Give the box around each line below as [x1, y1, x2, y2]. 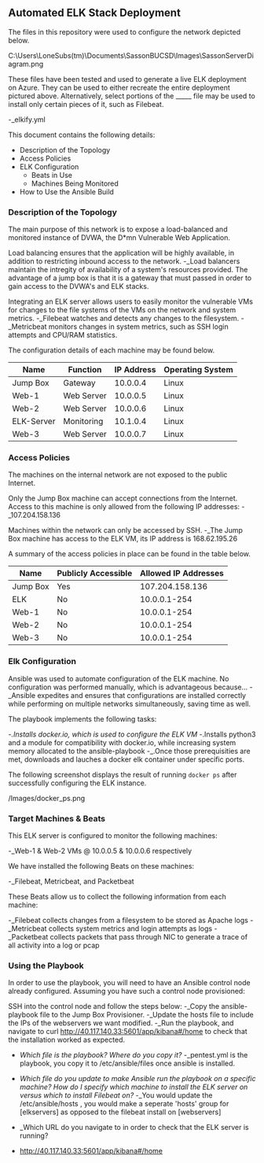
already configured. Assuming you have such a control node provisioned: [8, 987, 245, 996]
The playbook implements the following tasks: [8, 714, 157, 723]
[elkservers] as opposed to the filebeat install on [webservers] [19, 1107, 222, 1117]
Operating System [163, 364, 233, 375]
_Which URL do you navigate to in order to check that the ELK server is [19, 1123, 249, 1132]
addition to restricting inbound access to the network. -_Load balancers [8, 257, 240, 266]
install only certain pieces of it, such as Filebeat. [8, 99, 164, 109]
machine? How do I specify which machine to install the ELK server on [19, 1082, 248, 1092]
